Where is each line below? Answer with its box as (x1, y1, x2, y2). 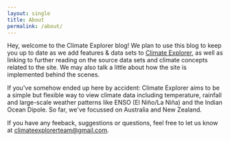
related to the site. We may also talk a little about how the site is (7, 63, 187, 72)
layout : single (7, 10, 51, 17)
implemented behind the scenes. (7, 70, 100, 79)
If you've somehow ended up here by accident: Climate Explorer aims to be (7, 84, 220, 92)
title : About (7, 16, 45, 23)
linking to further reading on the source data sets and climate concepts (7, 56, 208, 64)
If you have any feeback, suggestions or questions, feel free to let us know (7, 119, 218, 127)
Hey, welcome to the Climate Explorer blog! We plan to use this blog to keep (7, 42, 222, 50)
